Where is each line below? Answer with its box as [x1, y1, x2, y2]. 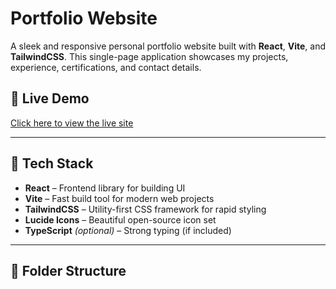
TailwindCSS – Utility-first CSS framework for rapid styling [24, 203, 267, 215]
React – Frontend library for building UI [24, 182, 186, 194]
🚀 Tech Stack [10, 155, 94, 172]
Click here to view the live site [10, 117, 134, 129]
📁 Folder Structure [10, 262, 127, 279]
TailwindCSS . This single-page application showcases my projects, [10, 50, 289, 62]
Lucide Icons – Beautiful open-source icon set [24, 213, 217, 226]
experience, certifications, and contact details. [10, 61, 202, 73]
